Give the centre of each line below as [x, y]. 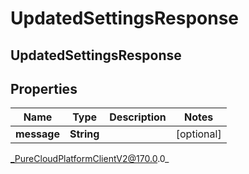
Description [138, 117]
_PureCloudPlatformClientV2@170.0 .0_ [90, 159]
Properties [44, 88]
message [37, 134]
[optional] [198, 134]
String [84, 134]
